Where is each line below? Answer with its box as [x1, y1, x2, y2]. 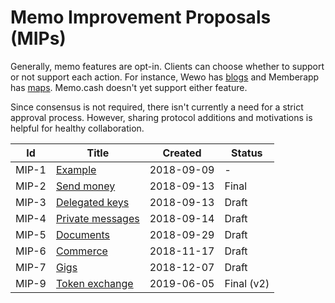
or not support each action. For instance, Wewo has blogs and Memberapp [10, 71, 320, 83]
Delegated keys [56, 195, 130, 209]
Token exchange [56, 276, 134, 290]
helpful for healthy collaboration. [10, 122, 145, 134]
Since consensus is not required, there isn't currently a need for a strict [10, 101, 304, 113]
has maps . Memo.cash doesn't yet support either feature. [10, 81, 248, 93]
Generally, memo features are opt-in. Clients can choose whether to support [10, 60, 325, 72]
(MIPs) [10, 27, 67, 50]
